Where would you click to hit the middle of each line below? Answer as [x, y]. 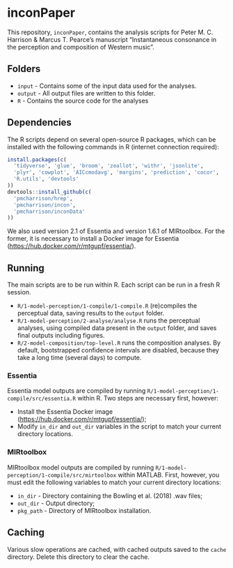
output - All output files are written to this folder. [86, 93]
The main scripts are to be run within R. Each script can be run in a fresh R [114, 285]
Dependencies [39, 122]
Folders [24, 69]
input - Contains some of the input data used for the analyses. [107, 86]
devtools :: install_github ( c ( [49, 192]
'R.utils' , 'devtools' [46, 179]
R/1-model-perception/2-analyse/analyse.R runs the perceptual [109, 321]
